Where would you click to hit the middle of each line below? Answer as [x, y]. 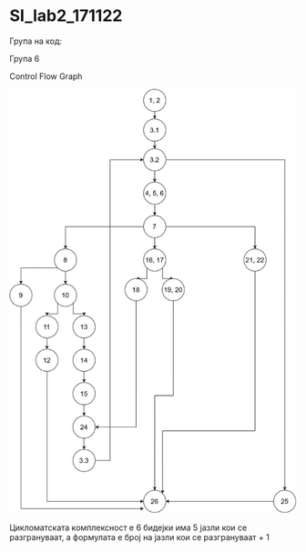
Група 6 [25, 58]
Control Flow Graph [46, 76]
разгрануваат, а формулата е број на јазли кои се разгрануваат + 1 [140, 537]
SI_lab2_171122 [66, 16]
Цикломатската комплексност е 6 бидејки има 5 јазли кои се [128, 527]
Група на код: [36, 41]
